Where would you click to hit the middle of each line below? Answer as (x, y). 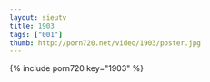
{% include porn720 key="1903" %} (76, 68)
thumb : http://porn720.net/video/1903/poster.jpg (105, 43)
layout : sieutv (38, 18)
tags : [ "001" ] (36, 34)
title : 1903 (32, 26)
